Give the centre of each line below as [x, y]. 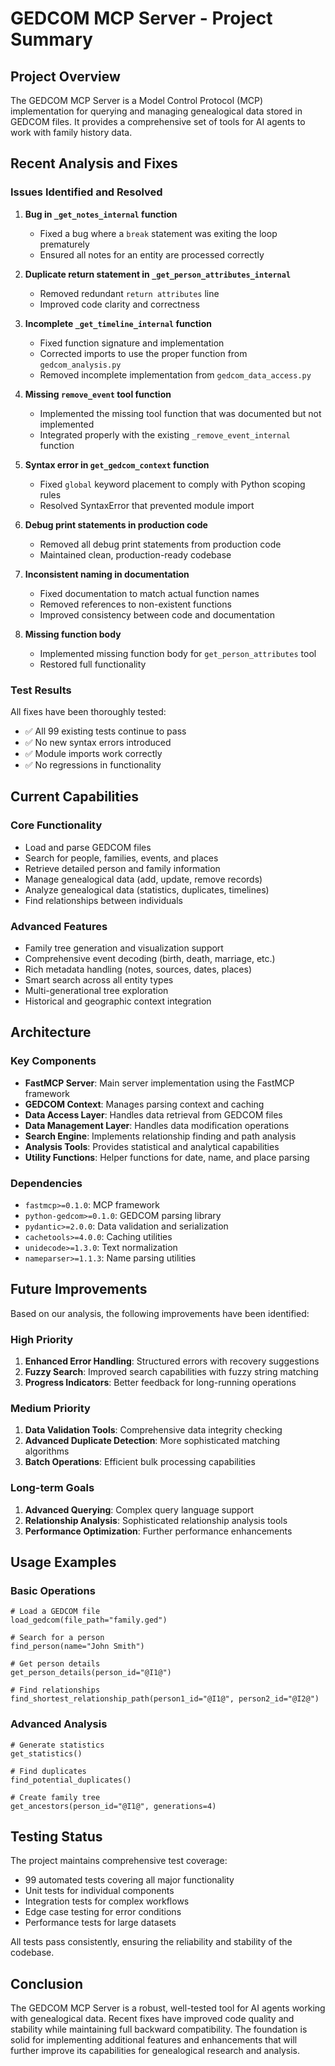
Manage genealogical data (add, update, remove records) [143, 879]
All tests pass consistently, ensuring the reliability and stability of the [151, 1942]
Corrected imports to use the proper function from [143, 353]
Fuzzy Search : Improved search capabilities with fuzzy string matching [171, 1372]
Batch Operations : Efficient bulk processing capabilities [140, 1462]
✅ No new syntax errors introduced [98, 742]
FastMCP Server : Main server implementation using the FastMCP [159, 1083]
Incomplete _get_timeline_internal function [118, 323]
